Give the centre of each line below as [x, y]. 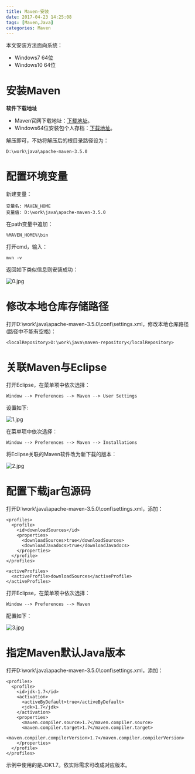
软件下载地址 [21, 108]
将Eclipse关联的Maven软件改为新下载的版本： [61, 454]
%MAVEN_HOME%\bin [27, 235]
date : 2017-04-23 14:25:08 [39, 17]
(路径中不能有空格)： [31, 331]
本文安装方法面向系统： [34, 45]
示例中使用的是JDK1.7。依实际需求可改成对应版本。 [68, 765]
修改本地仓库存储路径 [58, 307]
